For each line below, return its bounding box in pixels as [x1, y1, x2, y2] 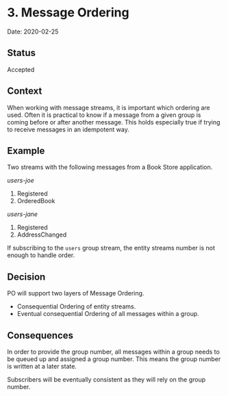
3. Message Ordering [7, 5, 129, 21]
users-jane [7, 210, 38, 218]
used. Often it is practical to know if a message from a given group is [7, 111, 201, 119]
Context [7, 85, 42, 97]
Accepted [7, 65, 35, 73]
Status [7, 47, 36, 59]
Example [7, 145, 45, 157]
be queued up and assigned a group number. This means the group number [7, 355, 221, 363]
